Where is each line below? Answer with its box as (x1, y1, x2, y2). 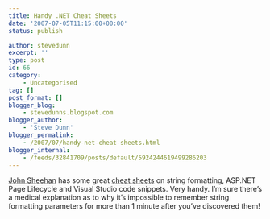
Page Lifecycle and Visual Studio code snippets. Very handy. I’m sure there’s (8, 184, 263, 194)
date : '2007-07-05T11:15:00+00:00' (8, 19, 128, 27)
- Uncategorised (23, 78, 78, 87)
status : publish (8, 27, 63, 35)
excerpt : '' (8, 49, 48, 57)
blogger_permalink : (8, 131, 74, 139)
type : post (8, 56, 45, 64)
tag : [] (8, 86, 35, 94)
